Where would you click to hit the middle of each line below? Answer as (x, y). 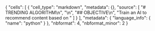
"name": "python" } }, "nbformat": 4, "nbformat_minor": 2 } (67, 23)
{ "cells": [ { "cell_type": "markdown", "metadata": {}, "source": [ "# (75, 7)
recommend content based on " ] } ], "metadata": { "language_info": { (78, 18)
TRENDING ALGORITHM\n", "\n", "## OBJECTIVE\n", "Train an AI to (76, 12)
